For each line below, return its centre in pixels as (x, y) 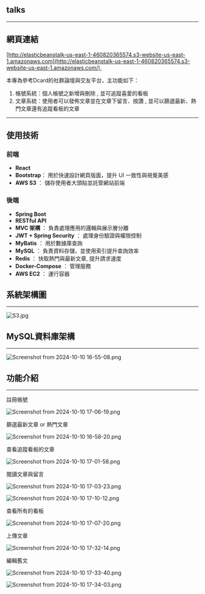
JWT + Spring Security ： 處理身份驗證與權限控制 (78, 236)
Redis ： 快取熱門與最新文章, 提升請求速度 (68, 258)
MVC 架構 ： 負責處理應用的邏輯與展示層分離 (72, 228)
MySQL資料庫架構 (41, 336)
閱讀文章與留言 (25, 474)
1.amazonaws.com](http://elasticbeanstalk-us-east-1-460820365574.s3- (98, 61)
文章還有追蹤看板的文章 (50, 108)
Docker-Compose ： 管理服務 (53, 266)
